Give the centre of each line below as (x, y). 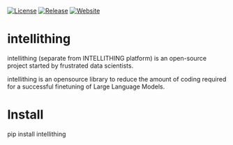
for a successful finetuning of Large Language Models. (86, 86)
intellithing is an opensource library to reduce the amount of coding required (117, 79)
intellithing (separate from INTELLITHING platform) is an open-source (107, 58)
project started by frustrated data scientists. (70, 66)
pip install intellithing (37, 134)
